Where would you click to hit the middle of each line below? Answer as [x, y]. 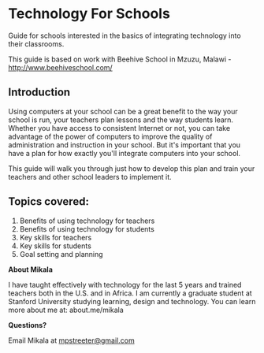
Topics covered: [48, 202]
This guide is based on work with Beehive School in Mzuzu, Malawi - [120, 59]
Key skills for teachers [56, 237]
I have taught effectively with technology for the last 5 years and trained [125, 284]
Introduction [39, 93]
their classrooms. [36, 43]
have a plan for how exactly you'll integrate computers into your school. [125, 153]
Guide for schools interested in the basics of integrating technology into [125, 35]
